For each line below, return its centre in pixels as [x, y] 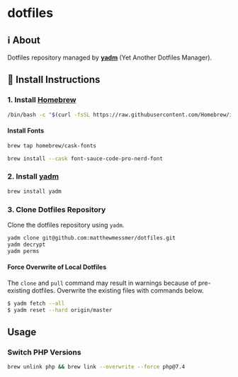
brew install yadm [34, 191]
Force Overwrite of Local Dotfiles [57, 267]
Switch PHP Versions [44, 352]
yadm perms [23, 251]
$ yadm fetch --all [36, 303]
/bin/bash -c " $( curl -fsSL [49, 115]
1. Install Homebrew [42, 100]
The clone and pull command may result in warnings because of [102, 283]
